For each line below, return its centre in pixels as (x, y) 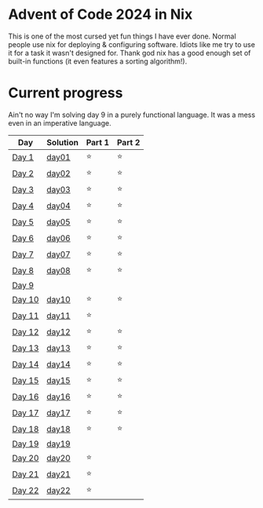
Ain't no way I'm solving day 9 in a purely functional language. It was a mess (132, 115)
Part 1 (98, 142)
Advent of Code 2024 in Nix (100, 15)
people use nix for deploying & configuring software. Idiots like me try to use (131, 44)
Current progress (66, 93)
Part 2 (128, 142)
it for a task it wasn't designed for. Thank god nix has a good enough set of (130, 53)
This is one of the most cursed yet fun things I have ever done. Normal (122, 36)
